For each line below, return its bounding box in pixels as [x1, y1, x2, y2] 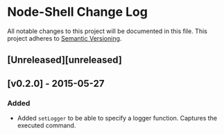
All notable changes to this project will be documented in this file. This [7, 27, 208, 35]
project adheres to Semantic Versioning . [7, 34, 122, 42]
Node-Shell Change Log [7, 4, 148, 20]
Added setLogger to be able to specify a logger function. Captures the [17, 114, 217, 123]
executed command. [17, 121, 76, 129]
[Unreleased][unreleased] [7, 54, 123, 66]
